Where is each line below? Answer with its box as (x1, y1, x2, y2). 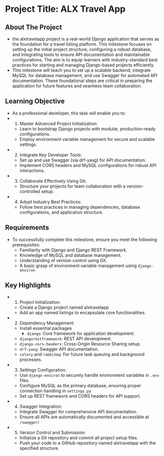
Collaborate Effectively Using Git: (19, 178, 87, 184)
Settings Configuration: (19, 367, 67, 373)
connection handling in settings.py (19, 388, 92, 394)
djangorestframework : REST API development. (19, 336, 112, 342)
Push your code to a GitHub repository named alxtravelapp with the (19, 440, 156, 446)
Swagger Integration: (19, 403, 62, 409)
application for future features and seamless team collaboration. (12, 83, 142, 89)
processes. (19, 357, 43, 363)
